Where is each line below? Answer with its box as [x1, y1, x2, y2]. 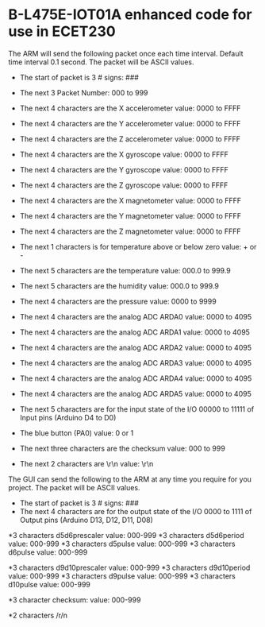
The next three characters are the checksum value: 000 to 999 [19, 443, 226, 453]
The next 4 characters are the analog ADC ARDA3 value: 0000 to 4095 [19, 358, 252, 367]
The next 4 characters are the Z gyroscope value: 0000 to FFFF [19, 180, 229, 190]
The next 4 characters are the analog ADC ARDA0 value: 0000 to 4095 [19, 312, 252, 321]
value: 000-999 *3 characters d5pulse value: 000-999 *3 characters [8, 539, 236, 548]
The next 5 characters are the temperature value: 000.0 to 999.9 [19, 265, 232, 275]
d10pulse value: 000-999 [8, 579, 91, 589]
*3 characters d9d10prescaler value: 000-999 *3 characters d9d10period [8, 563, 251, 572]
